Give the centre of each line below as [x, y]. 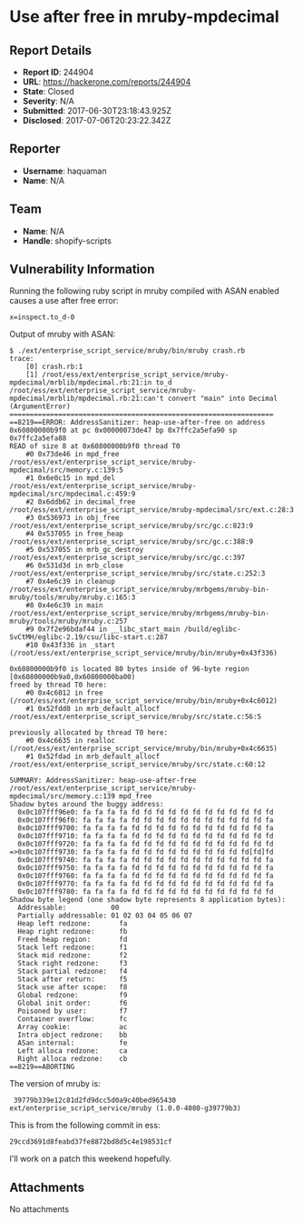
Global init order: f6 [73, 1003]
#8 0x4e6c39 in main [64, 606]
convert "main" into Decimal [223, 399]
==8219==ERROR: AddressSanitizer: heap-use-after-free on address [137, 423]
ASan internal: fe [73, 1043]
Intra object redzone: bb [73, 1035]
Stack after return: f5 [73, 979]
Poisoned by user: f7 [73, 1011]
